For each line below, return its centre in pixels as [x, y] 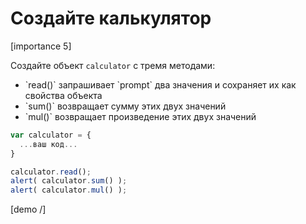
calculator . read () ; [51, 172]
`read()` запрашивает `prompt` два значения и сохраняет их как [160, 84]
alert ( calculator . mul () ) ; [69, 190]
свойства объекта [63, 95]
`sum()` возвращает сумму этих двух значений [125, 106]
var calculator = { [51, 135]
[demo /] [28, 209]
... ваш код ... [48, 144]
